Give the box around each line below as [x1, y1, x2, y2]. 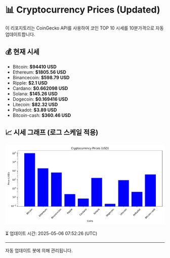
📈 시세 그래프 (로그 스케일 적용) [5, 128, 99, 137]
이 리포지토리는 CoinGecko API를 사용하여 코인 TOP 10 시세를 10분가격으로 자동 [5, 25, 164, 31]
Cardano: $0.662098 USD [12, 85, 68, 91]
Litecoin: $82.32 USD [12, 101, 58, 107]
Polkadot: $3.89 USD [12, 107, 57, 113]
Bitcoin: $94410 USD [12, 63, 57, 70]
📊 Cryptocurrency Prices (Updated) [5, 4, 160, 16]
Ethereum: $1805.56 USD [12, 69, 67, 75]
